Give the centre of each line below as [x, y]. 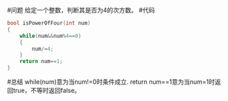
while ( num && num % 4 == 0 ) [50, 36]
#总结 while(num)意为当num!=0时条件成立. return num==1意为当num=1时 [111, 82]
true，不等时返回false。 [47, 90]
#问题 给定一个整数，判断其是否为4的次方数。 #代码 [81, 10]
